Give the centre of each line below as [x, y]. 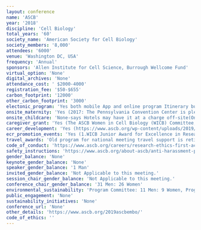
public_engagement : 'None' [40, 195]
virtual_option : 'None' [36, 73]
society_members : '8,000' [38, 46]
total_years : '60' [29, 34]
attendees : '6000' [29, 51]
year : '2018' [22, 23]
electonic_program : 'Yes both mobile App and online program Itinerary [97, 106]
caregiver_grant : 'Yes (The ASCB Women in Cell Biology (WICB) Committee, [101, 123]
